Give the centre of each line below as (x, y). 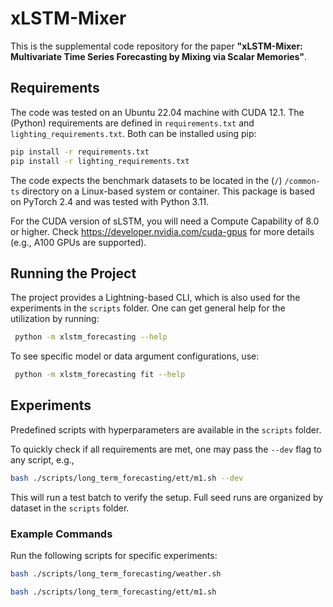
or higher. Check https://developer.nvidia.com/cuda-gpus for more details (162, 231)
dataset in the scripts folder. (70, 508)
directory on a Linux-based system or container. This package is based (168, 191)
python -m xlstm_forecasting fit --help (100, 375)
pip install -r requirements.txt (80, 152)
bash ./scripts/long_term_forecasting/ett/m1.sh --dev (127, 478)
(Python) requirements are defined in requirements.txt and (132, 123)
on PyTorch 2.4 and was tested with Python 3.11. (110, 201)
